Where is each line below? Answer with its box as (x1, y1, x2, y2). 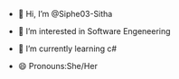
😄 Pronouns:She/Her (17, 61, 98, 71)
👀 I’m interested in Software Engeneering (17, 26, 171, 36)
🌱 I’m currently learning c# (17, 43, 118, 54)
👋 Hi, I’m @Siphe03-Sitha (17, 9, 113, 19)
